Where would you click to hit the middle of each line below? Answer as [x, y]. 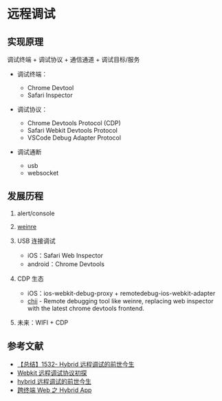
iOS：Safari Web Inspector [65, 255]
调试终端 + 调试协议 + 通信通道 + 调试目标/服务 [74, 59]
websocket [43, 173]
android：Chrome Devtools [66, 264]
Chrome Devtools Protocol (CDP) [74, 123]
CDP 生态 [31, 279]
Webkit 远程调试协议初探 [52, 373]
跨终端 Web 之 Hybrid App [54, 390]
